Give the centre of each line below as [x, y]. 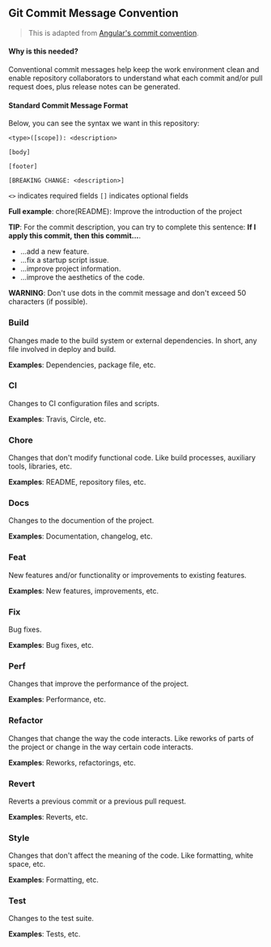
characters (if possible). [48, 302]
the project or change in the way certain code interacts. [101, 747]
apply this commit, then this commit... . [75, 236]
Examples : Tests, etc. [44, 934]
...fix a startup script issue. [64, 260]
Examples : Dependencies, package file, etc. [82, 365]
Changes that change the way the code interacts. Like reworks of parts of [131, 738]
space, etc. [27, 864]
